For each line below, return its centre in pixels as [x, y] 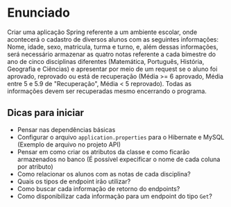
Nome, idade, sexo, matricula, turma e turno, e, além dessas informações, [113, 47]
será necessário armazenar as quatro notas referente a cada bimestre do [112, 54]
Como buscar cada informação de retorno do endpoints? [99, 188]
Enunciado [39, 13]
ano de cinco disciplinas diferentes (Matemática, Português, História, [106, 61]
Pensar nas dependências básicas [66, 129]
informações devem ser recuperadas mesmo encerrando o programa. [107, 91]
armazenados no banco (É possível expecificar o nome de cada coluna [119, 159]
